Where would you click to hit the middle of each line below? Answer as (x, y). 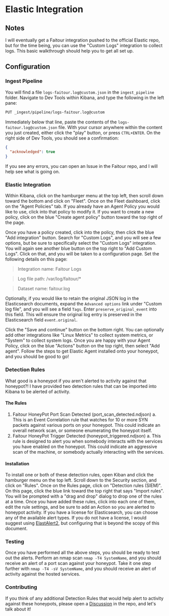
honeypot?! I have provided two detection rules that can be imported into (81, 386)
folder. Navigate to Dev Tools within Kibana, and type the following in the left (85, 98)
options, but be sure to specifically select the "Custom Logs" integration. (81, 243)
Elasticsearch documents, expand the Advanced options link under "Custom (84, 304)
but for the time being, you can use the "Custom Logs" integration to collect (84, 46)
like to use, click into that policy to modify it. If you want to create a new (80, 212)
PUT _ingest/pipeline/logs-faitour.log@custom (55, 112)
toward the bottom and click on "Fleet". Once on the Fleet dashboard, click (83, 201)
